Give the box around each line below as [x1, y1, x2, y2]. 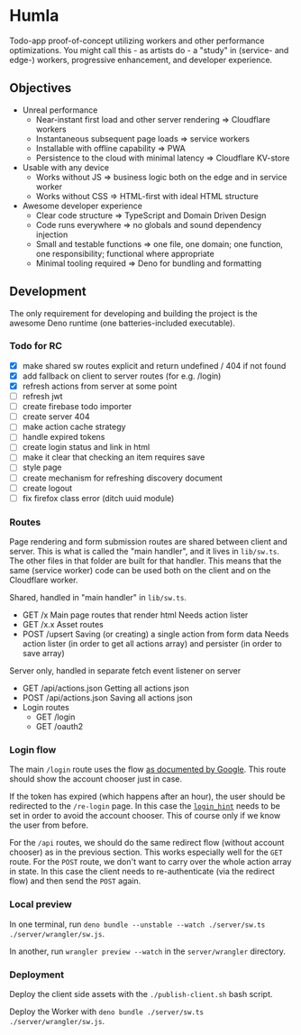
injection [35, 229, 68, 240]
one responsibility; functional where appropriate [35, 248, 214, 259]
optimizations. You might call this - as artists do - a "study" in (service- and [9, 44, 289, 55]
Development [9, 284, 87, 299]
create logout [22, 482, 73, 493]
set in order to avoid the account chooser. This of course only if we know [9, 811, 281, 821]
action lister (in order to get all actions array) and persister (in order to [22, 638, 282, 649]
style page [22, 462, 62, 473]
